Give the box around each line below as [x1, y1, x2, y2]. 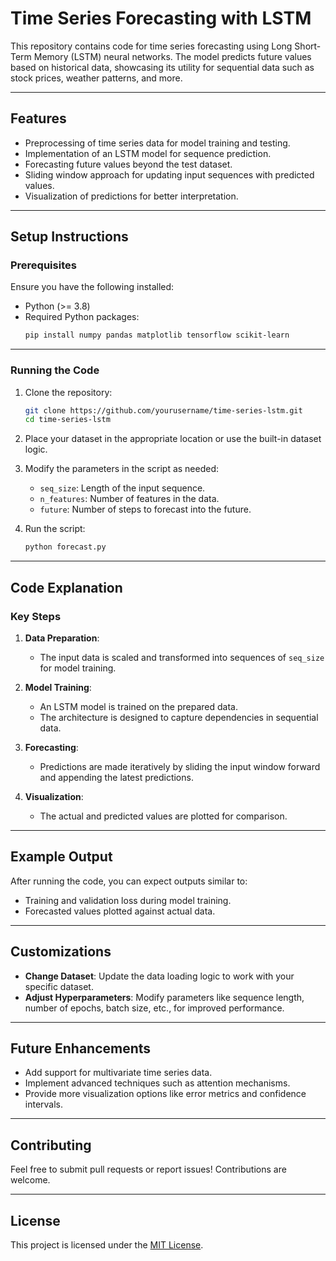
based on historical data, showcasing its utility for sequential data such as [10, 61, 315, 73]
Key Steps [10, 609, 62, 623]
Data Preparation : [24, 632, 100, 644]
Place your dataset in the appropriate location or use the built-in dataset [24, 433, 322, 445]
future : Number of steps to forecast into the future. [39, 503, 252, 516]
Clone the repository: [24, 386, 113, 398]
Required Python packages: [24, 311, 140, 323]
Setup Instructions [10, 228, 129, 246]
